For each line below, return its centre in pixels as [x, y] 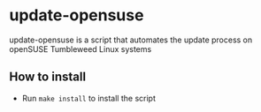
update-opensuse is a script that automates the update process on [131, 40]
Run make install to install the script [89, 98]
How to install [48, 77]
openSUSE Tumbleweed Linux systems [81, 49]
